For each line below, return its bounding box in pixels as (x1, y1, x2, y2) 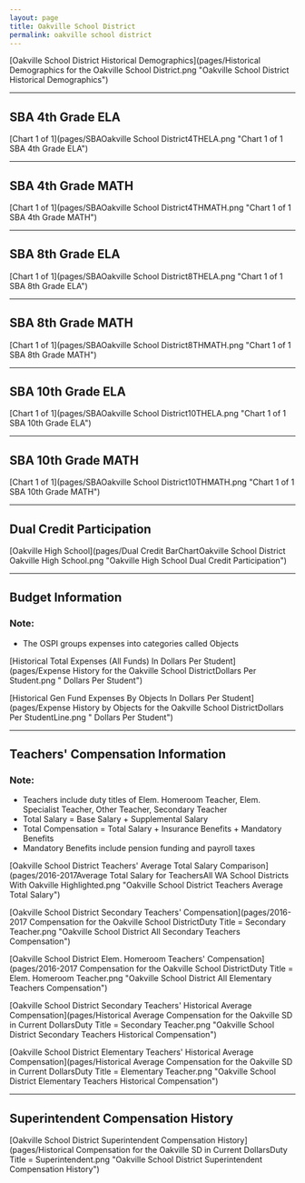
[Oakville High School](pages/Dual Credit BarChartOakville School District (9, 546, 286, 556)
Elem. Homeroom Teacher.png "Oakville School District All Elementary (9, 973, 272, 984)
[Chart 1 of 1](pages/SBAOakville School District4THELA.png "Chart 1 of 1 (9, 134, 283, 145)
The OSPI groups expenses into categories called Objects (22, 637, 239, 648)
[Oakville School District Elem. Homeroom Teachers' (9, 954, 206, 965)
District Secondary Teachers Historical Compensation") (9, 1029, 218, 1040)
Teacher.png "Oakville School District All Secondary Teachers (9, 927, 241, 937)
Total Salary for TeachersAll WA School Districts (109, 870, 289, 881)
